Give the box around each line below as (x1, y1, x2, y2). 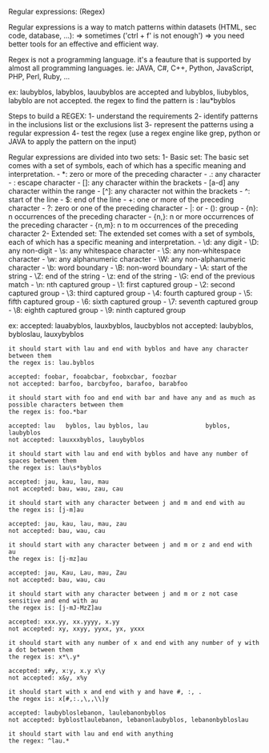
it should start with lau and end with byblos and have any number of (8, 450, 249, 458)
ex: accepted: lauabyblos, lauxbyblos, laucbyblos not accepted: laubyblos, (8, 321, 254, 330)
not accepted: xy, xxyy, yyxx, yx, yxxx (8, 625, 146, 633)
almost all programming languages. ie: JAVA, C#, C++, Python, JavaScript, (8, 63, 255, 73)
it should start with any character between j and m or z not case (8, 590, 239, 598)
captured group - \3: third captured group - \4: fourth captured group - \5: (8, 288, 253, 298)
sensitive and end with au (8, 597, 98, 605)
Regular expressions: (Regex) (8, 7, 106, 16)
